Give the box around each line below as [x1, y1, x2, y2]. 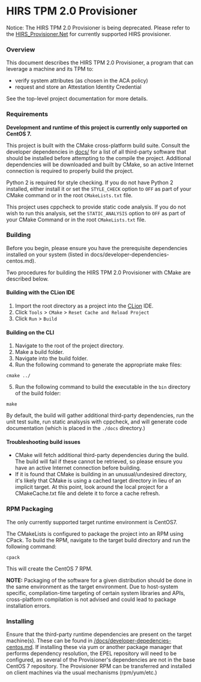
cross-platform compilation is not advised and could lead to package [6, 596, 176, 603]
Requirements [6, 110, 49, 118]
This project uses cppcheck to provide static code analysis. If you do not [6, 203, 186, 211]
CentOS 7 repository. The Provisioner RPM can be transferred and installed [6, 663, 192, 670]
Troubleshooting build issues [6, 438, 81, 445]
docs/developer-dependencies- [90, 251, 169, 258]
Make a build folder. [14, 348, 64, 356]
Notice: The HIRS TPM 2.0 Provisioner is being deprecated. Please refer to [6, 24, 190, 31]
